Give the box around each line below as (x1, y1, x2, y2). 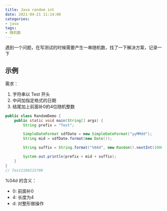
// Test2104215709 (5, 168, 43, 173)
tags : (5, 26, 16, 31)
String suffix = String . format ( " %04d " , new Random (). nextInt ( (23, 145, 155, 150)
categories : (5, 16, 30, 21)
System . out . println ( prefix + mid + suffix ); (23, 154, 117, 159)
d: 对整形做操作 (12, 200, 44, 206)
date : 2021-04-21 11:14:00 (5, 12, 61, 17)
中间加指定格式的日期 (12, 97, 56, 103)
